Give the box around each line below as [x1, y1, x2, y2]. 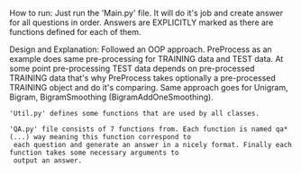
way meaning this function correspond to [32, 133, 192, 142]
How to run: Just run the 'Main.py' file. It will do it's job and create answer [9, 8, 284, 18]
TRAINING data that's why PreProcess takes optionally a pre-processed [9, 73, 277, 83]
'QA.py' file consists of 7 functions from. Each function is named [9, 125, 272, 134]
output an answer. [13, 156, 83, 165]
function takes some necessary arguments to [9, 148, 179, 157]
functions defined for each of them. [9, 27, 141, 37]
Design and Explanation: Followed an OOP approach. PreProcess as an [9, 44, 272, 55]
